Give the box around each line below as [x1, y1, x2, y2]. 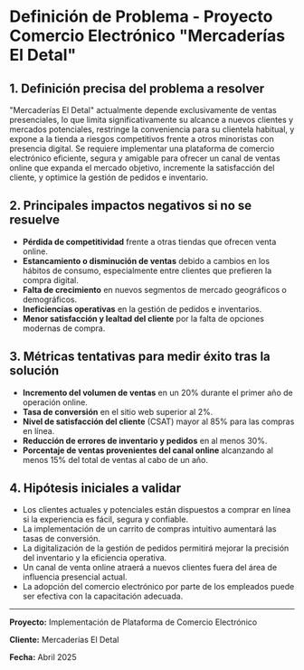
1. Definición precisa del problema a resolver [9, 80, 265, 96]
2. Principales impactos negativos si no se [9, 198, 252, 213]
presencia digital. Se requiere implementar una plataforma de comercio [9, 143, 275, 154]
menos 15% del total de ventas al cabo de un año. [22, 454, 208, 465]
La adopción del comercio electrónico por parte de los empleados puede [22, 581, 295, 592]
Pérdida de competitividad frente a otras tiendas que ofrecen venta [22, 236, 277, 247]
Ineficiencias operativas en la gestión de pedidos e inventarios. [22, 303, 262, 314]
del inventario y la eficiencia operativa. [22, 552, 167, 563]
